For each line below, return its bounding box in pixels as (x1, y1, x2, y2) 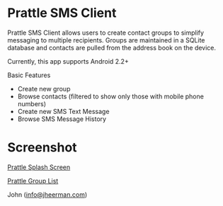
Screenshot (7, 139, 77, 156)
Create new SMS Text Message (17, 107, 110, 115)
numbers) (17, 99, 47, 108)
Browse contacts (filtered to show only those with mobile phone (17, 92, 204, 101)
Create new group (17, 84, 71, 93)
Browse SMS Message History (17, 115, 107, 123)
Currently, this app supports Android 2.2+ (7, 57, 129, 65)
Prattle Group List (7, 176, 59, 185)
